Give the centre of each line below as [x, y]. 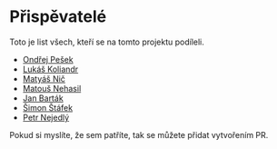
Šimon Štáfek [48, 107]
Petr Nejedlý [46, 117]
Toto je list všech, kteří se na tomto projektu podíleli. [107, 42]
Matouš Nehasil [52, 88]
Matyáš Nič [44, 78]
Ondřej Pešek [48, 59]
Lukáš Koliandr [50, 69]
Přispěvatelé [58, 17]
